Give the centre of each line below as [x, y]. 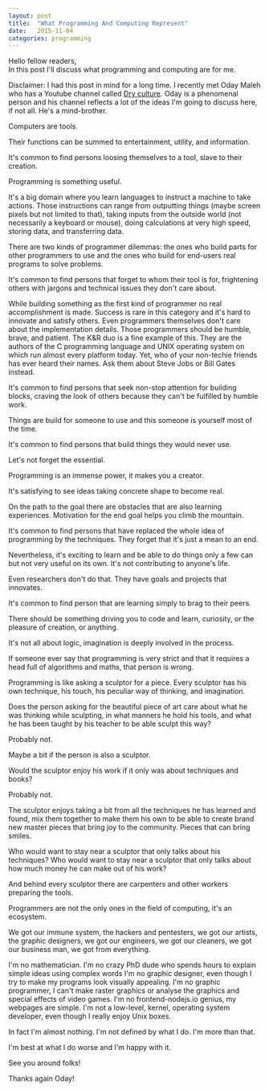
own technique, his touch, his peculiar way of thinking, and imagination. [127, 691]
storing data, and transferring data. [66, 232]
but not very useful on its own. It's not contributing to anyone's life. [119, 564]
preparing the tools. [41, 892]
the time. [23, 429]
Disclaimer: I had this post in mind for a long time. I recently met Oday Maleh [134, 85]
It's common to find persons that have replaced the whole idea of [116, 531]
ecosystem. [28, 917]
